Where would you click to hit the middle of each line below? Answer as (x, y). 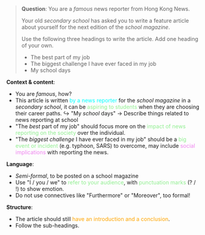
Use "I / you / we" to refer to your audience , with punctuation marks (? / (105, 182)
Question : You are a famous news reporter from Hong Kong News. (106, 9)
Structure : (20, 207)
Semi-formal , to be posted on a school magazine (77, 176)
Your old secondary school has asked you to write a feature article (105, 20)
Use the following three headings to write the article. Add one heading (110, 39)
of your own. (37, 45)
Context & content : (31, 82)
